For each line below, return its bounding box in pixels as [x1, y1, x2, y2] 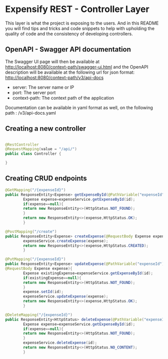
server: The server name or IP [12, 84, 74, 90]
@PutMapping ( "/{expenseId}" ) [5, 257, 66, 262]
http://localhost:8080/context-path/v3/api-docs [5, 74, 104, 81]
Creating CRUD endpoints [5, 174, 87, 183]
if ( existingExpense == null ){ [23, 275, 81, 280]
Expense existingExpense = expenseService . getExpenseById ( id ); [23, 270, 153, 276]
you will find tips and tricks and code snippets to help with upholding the [5, 25, 155, 31]
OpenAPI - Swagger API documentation [5, 45, 131, 54]
